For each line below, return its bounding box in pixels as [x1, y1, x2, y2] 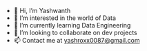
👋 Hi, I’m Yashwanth [13, 7, 71, 14]
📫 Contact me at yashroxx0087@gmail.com [13, 37, 140, 44]
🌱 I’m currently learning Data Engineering [13, 21, 131, 29]
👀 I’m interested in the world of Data [13, 14, 116, 22]
